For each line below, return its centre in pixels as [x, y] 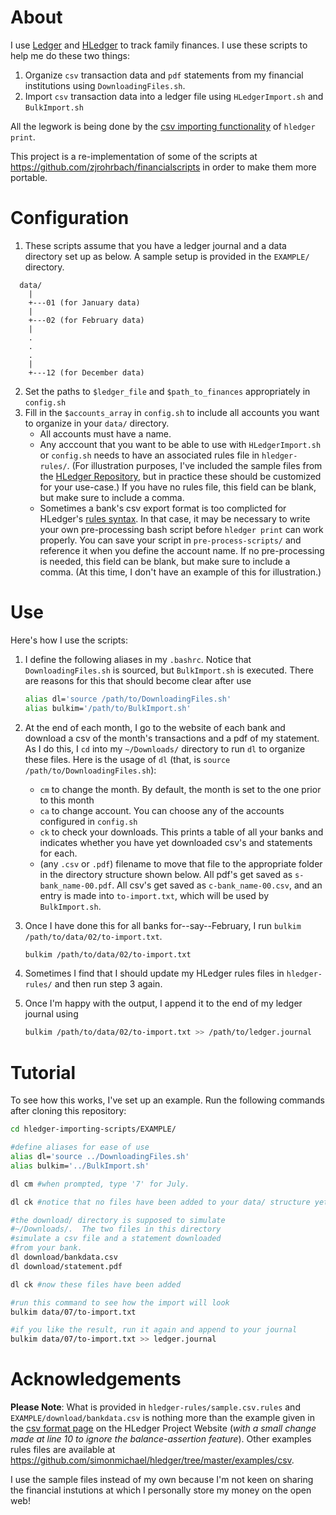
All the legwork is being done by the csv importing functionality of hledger [163, 126]
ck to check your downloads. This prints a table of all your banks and [181, 832]
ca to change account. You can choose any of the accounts [162, 810]
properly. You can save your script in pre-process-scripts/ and [170, 540]
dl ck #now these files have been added [96, 1284]
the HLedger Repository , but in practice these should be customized [180, 476]
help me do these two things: [70, 55]
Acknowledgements [96, 1379]
